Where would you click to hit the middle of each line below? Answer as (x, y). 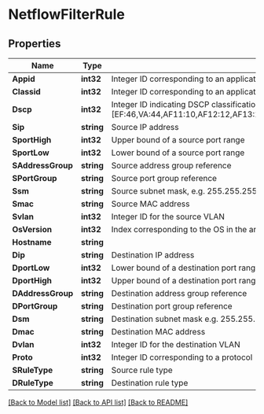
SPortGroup (35, 178)
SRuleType (33, 370)
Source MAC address (150, 204)
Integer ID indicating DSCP (160, 104)
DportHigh (32, 281)
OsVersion (32, 229)
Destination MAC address (158, 332)
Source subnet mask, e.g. (158, 191)
